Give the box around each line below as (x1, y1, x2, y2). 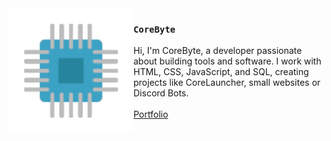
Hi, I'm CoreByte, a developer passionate (133, 45, 303, 57)
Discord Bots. (133, 87, 190, 99)
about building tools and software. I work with (133, 55, 322, 67)
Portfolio (133, 108, 169, 121)
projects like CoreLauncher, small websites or (133, 77, 321, 89)
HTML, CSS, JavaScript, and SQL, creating (133, 66, 310, 78)
